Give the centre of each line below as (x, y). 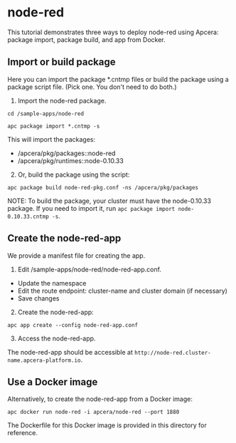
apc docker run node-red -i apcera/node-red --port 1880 (93, 412)
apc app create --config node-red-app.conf (73, 325)
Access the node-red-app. (57, 338)
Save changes (38, 298)
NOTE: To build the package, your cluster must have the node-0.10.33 (109, 201)
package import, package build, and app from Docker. (86, 39)
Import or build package (61, 62)
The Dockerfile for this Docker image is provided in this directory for (107, 425)
